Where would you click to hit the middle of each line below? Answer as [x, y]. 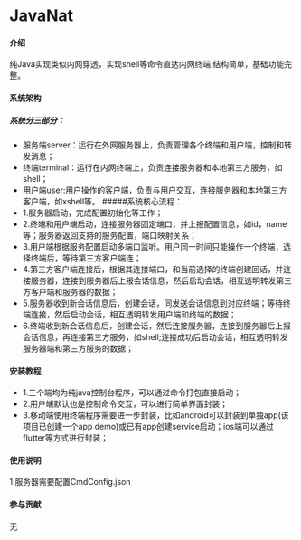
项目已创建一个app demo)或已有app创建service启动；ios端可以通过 [148, 427]
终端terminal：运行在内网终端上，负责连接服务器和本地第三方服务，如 [152, 167]
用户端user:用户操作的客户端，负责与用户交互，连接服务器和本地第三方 [155, 190]
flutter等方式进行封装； [66, 438]
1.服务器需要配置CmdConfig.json [70, 482]
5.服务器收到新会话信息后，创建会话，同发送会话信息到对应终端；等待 [152, 303]
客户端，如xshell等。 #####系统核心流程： [103, 201]
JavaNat [42, 16]
